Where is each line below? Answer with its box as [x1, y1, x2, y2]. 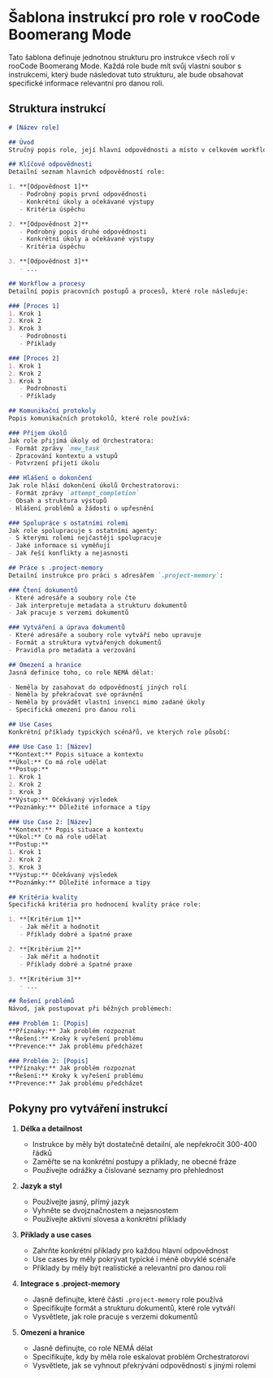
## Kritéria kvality [8, 893, 79, 901]
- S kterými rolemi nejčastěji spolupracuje [8, 534, 162, 543]
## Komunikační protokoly [8, 407, 96, 415]
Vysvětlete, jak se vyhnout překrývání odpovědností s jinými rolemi [32, 1360, 257, 1370]
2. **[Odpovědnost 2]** [8, 220, 89, 228]
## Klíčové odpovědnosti [8, 160, 93, 168]
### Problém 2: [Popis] [8, 1057, 89, 1065]
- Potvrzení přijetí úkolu [8, 460, 100, 468]
